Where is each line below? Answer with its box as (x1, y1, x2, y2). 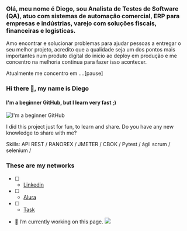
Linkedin (23, 181, 44, 188)
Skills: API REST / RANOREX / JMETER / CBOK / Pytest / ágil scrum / (6, 141, 171, 148)
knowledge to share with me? (6, 129, 77, 136)
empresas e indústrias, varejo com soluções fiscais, (6, 19, 157, 27)
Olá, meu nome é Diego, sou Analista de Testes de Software (6, 5, 179, 13)
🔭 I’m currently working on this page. (14, 218, 103, 225)
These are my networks (6, 161, 75, 170)
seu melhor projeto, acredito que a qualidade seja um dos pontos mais (6, 46, 175, 53)
